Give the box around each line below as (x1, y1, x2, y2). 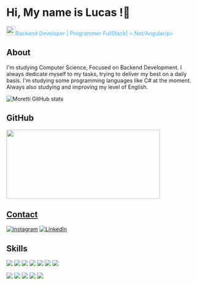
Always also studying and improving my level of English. (6, 83, 149, 91)
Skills (6, 243, 28, 254)
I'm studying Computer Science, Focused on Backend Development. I (6, 64, 182, 71)
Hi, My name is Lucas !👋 (6, 6, 131, 20)
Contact (6, 209, 38, 219)
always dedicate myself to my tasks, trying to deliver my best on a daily (6, 70, 187, 77)
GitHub (6, 113, 34, 123)
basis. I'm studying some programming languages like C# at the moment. (6, 77, 191, 84)
